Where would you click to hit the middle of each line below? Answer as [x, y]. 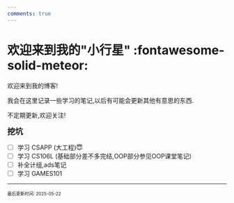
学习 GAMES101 [40, 173]
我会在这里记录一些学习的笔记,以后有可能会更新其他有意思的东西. [101, 100]
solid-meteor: [48, 65]
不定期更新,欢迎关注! [37, 115]
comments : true [29, 14]
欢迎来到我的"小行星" [69, 50]
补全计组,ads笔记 [42, 165]
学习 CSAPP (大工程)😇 [50, 147]
